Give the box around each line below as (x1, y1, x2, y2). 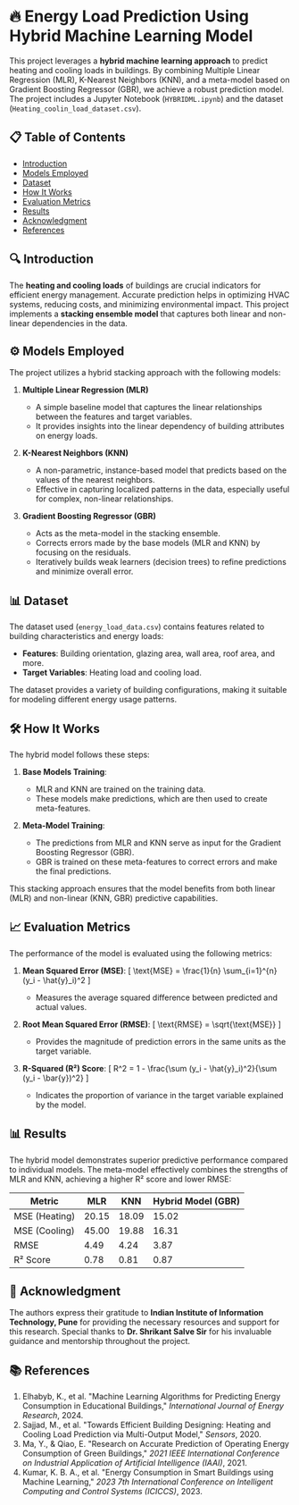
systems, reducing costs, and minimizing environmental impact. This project (9, 298, 289, 309)
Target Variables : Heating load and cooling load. (21, 668, 203, 678)
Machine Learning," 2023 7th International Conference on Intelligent (21, 1476, 274, 1487)
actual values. (35, 1001, 87, 1012)
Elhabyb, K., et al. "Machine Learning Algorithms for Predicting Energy (21, 1391, 281, 1402)
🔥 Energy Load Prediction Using (9, 6, 250, 27)
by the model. (35, 1099, 87, 1110)
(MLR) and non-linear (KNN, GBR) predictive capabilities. (9, 893, 219, 904)
